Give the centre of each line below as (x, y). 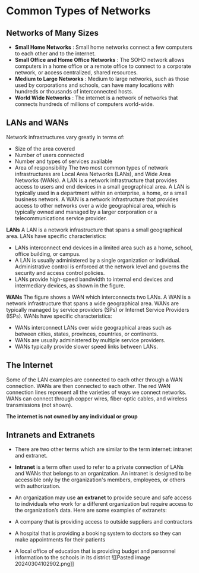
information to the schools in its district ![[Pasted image (82, 558)
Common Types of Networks (78, 11)
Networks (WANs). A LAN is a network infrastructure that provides (96, 180)
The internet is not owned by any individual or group (72, 416)
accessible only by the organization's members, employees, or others (100, 480)
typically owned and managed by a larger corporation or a (86, 212)
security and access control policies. (60, 273)
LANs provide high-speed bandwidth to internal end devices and (94, 279)
